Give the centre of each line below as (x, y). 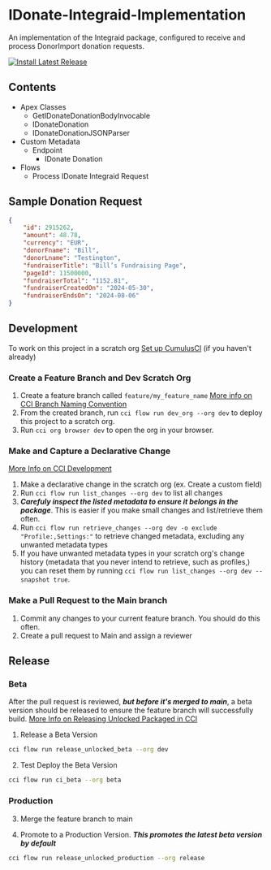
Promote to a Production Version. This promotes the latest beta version (141, 834)
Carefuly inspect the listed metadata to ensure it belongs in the (129, 502)
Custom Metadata (50, 141)
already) (22, 357)
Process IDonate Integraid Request (90, 175)
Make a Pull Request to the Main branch (88, 600)
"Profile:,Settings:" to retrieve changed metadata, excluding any (132, 536)
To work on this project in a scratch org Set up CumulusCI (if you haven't (130, 348)
